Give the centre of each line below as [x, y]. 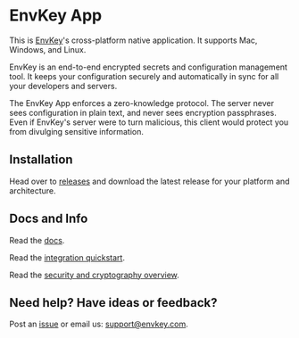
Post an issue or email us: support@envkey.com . [99, 324]
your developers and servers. [63, 86]
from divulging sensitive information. [77, 131]
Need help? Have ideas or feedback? [113, 303]
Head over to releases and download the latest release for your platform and [149, 181]
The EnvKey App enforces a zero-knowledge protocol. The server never [142, 103]
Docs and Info [49, 219]
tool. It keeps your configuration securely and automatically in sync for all [144, 76]
